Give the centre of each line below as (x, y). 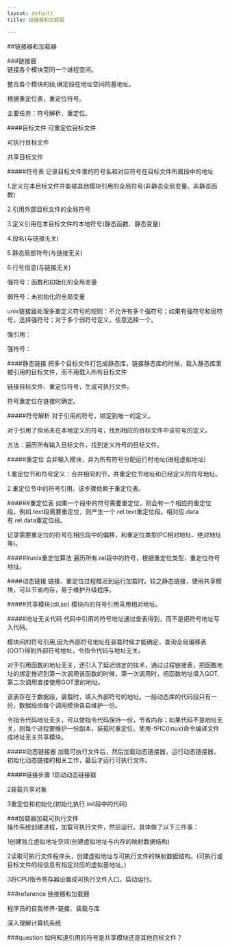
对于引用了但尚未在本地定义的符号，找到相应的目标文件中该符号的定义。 (109, 430)
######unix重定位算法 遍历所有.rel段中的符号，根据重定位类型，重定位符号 (114, 558)
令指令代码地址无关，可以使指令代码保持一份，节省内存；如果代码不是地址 (112, 720)
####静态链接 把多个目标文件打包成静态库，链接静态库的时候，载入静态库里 (115, 363)
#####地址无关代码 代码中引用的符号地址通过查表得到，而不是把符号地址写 (114, 618)
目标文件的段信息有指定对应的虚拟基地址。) (67, 864)
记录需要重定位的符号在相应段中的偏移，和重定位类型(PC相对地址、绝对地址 (114, 535)
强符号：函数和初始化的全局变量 (52, 282)
